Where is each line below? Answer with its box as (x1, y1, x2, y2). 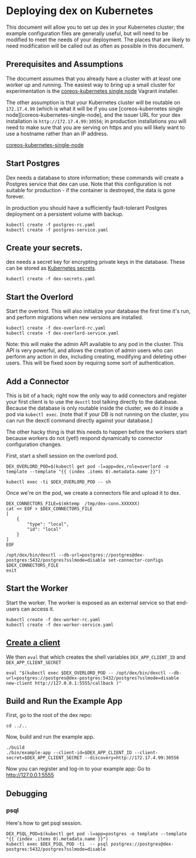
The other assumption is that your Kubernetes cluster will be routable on (6, 99, 180, 106)
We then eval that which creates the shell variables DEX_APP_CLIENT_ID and (6, 653, 186, 661)
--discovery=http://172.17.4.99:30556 (84, 755, 180, 761)
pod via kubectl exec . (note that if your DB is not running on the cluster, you (6, 411, 189, 418)
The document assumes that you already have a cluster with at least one (6, 75, 181, 82)
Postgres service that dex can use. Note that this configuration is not (6, 180, 171, 187)
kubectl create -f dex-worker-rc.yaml (6, 616, 101, 622)
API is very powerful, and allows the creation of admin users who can (6, 347, 173, 354)
